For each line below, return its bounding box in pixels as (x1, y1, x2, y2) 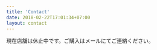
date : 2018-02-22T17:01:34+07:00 (6, 14, 91, 20)
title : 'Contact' (6, 8, 50, 15)
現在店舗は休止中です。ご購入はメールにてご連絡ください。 (6, 37, 154, 45)
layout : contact (6, 20, 47, 26)
